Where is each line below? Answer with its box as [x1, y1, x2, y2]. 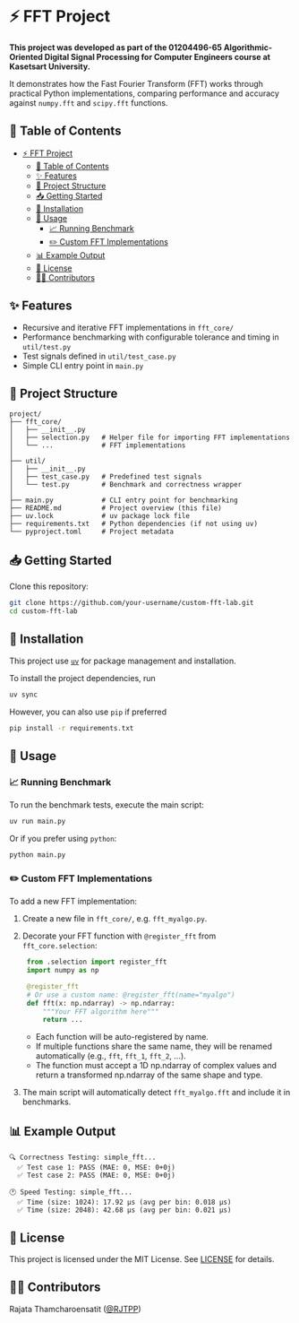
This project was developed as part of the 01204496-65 [9, 41, 222, 53]
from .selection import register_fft [26, 957, 167, 967]
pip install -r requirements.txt [9, 723, 134, 732]
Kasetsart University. [9, 61, 91, 72]
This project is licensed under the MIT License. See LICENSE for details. [9, 1253, 275, 1264]
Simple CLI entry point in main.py [21, 359, 144, 371]
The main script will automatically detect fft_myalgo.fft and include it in [21, 1087, 291, 1098]
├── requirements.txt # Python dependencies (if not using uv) [9, 520, 258, 529]
